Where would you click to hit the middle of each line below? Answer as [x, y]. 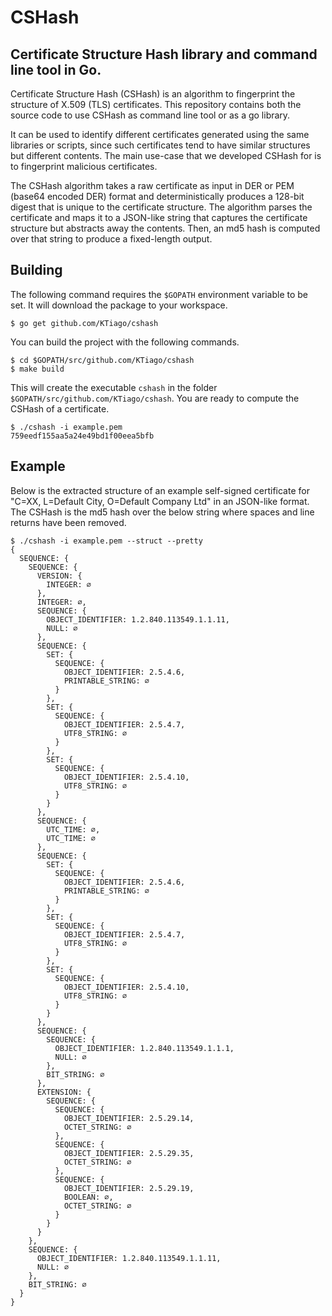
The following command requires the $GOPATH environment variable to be [159, 294]
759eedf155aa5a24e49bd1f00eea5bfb [82, 436]
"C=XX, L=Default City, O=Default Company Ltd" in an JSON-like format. [160, 501]
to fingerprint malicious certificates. [84, 166]
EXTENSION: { [64, 1092]
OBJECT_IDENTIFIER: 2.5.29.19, [129, 1188]
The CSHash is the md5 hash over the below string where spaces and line [162, 512]
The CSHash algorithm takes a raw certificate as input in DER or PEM [152, 185]
